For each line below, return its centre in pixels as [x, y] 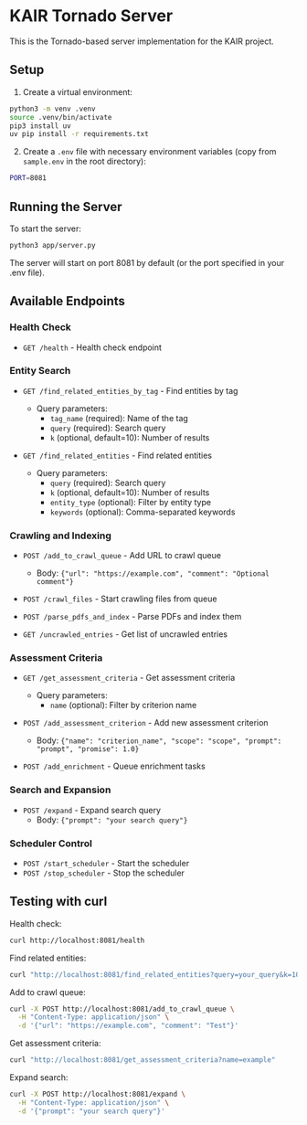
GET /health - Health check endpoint [92, 347]
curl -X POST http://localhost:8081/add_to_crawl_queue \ [122, 1009]
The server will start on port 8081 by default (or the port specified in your [147, 262]
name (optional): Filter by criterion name [123, 706]
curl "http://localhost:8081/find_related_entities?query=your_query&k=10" [157, 974]
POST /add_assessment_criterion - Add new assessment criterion [145, 723]
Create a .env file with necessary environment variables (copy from [149, 152]
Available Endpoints [68, 301]
